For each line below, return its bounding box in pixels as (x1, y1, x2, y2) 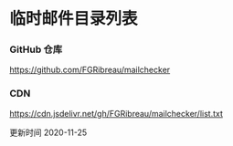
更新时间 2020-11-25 (9, 127, 88, 138)
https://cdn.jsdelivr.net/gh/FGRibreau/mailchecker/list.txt (9, 108, 224, 119)
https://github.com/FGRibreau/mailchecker (9, 65, 171, 76)
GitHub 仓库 (9, 43, 63, 56)
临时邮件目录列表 (9, 8, 139, 29)
